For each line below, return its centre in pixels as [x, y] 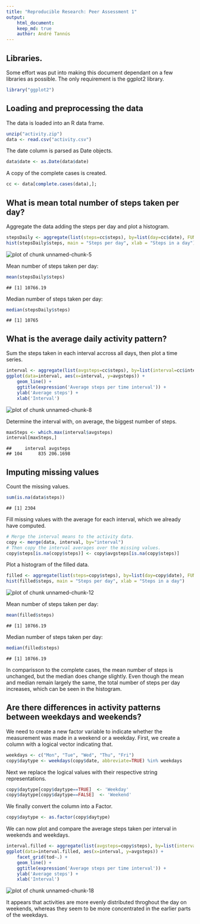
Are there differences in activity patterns [83, 708]
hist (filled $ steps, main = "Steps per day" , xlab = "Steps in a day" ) [96, 581]
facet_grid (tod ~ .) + [42, 857]
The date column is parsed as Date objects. [60, 151]
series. [14, 360]
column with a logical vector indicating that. [60, 744]
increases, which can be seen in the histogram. [64, 689]
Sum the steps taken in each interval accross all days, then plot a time [92, 353]
